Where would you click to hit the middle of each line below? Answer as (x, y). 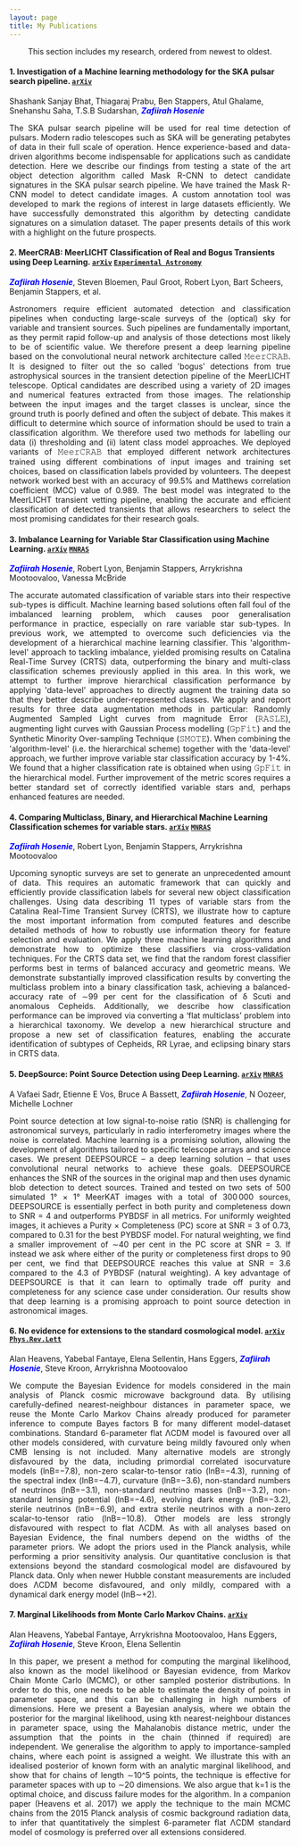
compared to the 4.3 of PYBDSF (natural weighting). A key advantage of (150, 1273)
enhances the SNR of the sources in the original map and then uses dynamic (150, 1178)
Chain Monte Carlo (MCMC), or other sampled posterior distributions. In (150, 1680)
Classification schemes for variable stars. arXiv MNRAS (110, 826)
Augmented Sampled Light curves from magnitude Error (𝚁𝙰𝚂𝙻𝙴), (150, 719)
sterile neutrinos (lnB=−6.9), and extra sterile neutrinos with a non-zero (150, 1508)
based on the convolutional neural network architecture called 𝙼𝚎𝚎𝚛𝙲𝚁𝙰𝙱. (150, 356)
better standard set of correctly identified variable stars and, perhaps (150, 788)
